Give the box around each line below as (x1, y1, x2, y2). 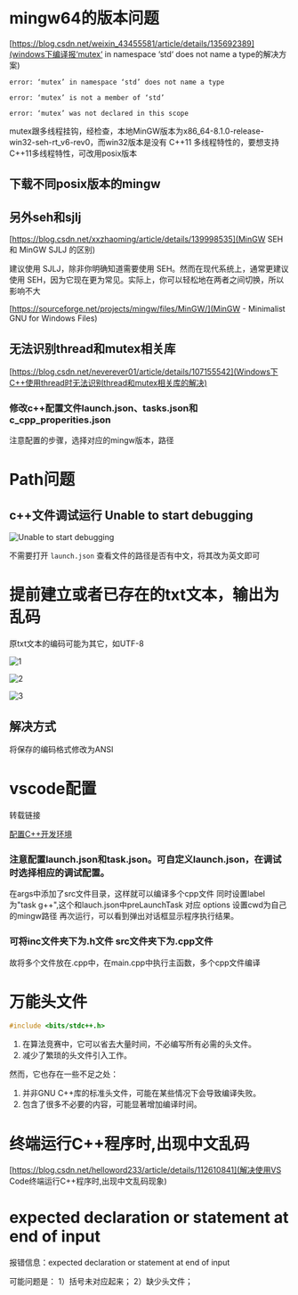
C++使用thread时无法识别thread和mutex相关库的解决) (9, 377, 207, 388)
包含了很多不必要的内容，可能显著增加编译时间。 (21, 1099, 202, 1110)
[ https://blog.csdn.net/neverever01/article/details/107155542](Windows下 (9, 366, 278, 377)
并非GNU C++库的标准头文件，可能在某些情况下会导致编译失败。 (21, 1088, 261, 1099)
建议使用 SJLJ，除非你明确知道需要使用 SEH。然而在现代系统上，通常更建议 (9, 264, 289, 275)
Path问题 (9, 470, 76, 490)
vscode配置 (9, 779, 97, 799)
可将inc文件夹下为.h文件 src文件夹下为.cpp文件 (9, 935, 213, 947)
